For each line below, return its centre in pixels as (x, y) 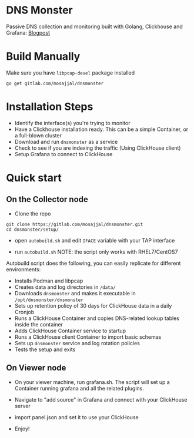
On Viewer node (36, 368)
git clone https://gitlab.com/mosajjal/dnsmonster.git (75, 224)
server (22, 406)
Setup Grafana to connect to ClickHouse (63, 154)
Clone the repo (33, 213)
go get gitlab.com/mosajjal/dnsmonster (55, 83)
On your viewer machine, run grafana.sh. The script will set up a (92, 382)
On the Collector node (47, 199)
